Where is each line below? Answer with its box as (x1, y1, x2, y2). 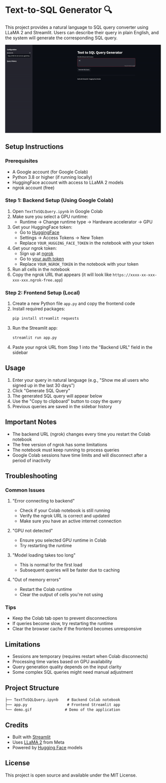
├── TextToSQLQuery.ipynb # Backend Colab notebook (5, 698, 121, 703)
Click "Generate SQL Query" (12, 387, 71, 393)
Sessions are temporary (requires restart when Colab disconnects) (12, 653, 148, 659)
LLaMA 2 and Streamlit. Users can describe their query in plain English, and (5, 29, 159, 35)
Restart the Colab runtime (19, 586, 73, 592)
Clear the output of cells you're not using (19, 592, 103, 598)
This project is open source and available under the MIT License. (5, 772, 137, 778)
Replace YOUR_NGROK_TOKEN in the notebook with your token (19, 261, 139, 267)
